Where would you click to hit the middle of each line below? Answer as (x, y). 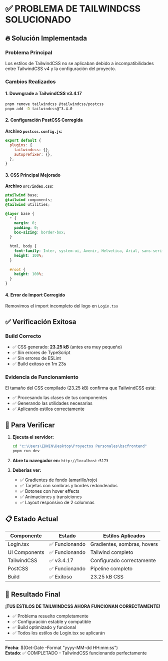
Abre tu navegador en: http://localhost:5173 (60, 460)
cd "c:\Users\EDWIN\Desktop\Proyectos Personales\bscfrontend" (80, 446)
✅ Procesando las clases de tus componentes (60, 398)
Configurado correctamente (123, 560)
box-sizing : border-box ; (40, 232)
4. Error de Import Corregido (35, 295)
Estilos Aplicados (124, 535)
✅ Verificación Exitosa (41, 322)
